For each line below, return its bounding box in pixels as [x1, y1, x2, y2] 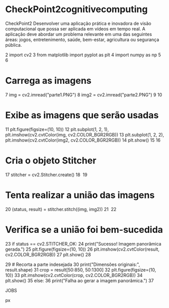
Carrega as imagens [5, 75, 92, 87]
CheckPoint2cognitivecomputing [5, 4, 148, 15]
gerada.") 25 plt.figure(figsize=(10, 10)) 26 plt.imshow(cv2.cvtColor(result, [5, 246, 160, 252]
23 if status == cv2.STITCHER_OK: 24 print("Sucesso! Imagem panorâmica [5, 241, 162, 247]
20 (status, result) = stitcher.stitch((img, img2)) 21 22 [5, 206, 117, 212]
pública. [5, 42, 22, 48]
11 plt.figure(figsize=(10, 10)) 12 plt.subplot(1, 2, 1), [5, 126, 109, 132]
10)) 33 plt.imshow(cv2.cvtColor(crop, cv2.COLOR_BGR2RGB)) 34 [5, 272, 143, 278]
